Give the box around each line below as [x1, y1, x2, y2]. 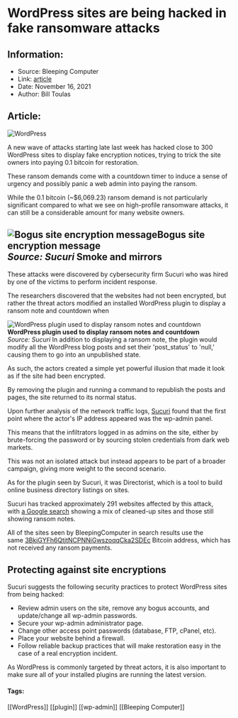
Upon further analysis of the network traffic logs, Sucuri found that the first [7, 406, 227, 415]
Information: [7, 48, 64, 60]
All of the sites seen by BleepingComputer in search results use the [7, 528, 204, 537]
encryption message [7, 240, 101, 252]
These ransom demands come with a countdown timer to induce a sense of [7, 172, 228, 180]
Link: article [17, 75, 52, 83]
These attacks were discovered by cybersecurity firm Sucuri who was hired [7, 270, 229, 278]
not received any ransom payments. [7, 543, 113, 552]
